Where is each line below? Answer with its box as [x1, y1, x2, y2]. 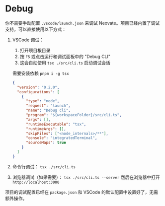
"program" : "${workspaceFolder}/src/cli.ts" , [25, 113, 122, 118]
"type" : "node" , [25, 99, 60, 104]
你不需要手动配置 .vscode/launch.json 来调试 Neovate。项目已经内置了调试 [5, 20, 160, 26]
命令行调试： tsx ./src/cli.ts [12, 163, 76, 169]
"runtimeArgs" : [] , [25, 126, 66, 132]
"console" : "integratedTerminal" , [25, 136, 97, 140]
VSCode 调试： [12, 37, 44, 43]
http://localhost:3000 [12, 180, 60, 185]
